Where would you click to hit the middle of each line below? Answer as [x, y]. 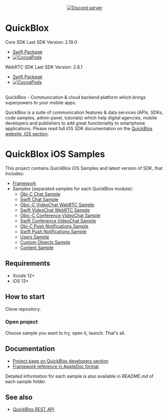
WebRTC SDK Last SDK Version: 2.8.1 [44, 67]
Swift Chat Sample [39, 199]
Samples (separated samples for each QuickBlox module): [73, 189]
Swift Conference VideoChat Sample [58, 221]
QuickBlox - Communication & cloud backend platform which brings [75, 97]
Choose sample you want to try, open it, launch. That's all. [65, 333]
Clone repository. [23, 309]
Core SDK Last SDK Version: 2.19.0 [41, 42]
